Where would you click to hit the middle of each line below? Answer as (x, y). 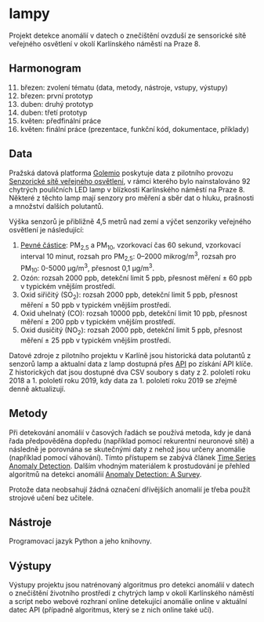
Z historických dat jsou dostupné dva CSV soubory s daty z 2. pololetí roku (130, 372)
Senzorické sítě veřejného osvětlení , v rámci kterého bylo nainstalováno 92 (130, 181)
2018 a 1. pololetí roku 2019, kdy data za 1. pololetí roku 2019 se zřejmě (123, 380)
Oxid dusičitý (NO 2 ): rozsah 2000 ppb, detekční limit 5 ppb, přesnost (131, 331)
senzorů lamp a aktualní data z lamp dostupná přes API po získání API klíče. (131, 364)
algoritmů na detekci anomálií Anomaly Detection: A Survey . (105, 474)
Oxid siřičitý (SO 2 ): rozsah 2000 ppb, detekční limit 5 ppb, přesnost (129, 296)
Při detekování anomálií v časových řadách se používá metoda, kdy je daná (130, 432)
